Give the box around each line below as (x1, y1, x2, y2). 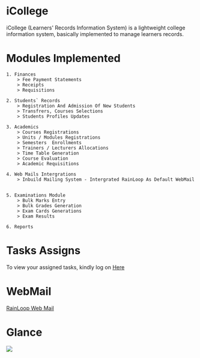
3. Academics (6, 124, 39, 130)
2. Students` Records (6, 97, 61, 103)
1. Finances (6, 71, 36, 77)
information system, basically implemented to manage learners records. (6, 30, 184, 37)
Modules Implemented (6, 52, 121, 65)
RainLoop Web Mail (6, 305, 54, 312)
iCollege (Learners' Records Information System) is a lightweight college (6, 24, 186, 31)
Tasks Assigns (6, 244, 81, 258)
